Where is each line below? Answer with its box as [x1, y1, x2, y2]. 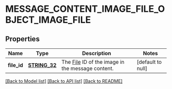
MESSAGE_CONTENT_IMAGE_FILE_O [5, 3, 165, 15]
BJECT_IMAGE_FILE [5, 14, 91, 26]
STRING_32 [28, 62, 57, 68]
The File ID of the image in [61, 59, 124, 65]
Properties [5, 34, 40, 43]
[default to [136, 59, 162, 65]
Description [81, 50, 112, 57]
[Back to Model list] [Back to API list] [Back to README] [5, 78, 123, 84]
